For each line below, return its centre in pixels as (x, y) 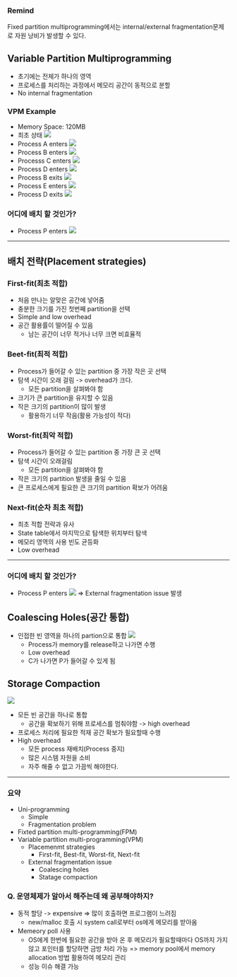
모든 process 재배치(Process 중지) (77, 749)
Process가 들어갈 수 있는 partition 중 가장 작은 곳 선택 (92, 371)
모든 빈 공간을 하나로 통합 (53, 715)
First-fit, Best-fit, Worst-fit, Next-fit (89, 854)
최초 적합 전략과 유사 (46, 524)
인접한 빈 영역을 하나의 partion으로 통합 (72, 636)
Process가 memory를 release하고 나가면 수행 (92, 644)
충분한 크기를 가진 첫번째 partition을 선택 (74, 309)
